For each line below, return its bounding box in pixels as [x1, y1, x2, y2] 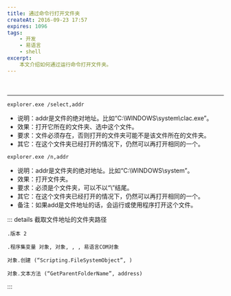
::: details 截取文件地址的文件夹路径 [7, 215, 107, 223]
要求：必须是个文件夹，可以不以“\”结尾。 [16, 183, 133, 192]
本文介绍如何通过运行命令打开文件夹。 [19, 61, 112, 68]
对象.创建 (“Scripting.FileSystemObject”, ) [7, 257, 133, 264]
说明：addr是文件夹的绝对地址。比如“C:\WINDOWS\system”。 [16, 166, 194, 174]
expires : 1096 [7, 23, 48, 30]
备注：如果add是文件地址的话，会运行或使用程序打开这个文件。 [16, 201, 197, 209]
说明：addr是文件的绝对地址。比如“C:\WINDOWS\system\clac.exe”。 [16, 114, 213, 122]
